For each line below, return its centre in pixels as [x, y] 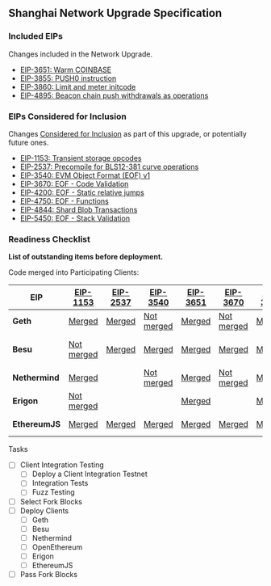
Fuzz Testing [53, 492]
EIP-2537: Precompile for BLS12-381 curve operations [109, 167]
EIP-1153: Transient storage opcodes [81, 158]
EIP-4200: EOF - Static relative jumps [82, 192]
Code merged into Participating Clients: [74, 272]
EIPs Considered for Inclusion [67, 116]
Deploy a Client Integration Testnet [90, 474]
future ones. [29, 142]
